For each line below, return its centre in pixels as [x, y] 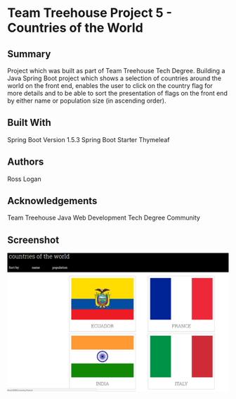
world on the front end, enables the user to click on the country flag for [110, 85]
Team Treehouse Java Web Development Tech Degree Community [104, 218]
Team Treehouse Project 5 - [90, 13]
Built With [29, 123]
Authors [26, 162]
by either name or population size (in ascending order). [87, 101]
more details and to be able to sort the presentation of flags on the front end [118, 93]
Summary [29, 54]
